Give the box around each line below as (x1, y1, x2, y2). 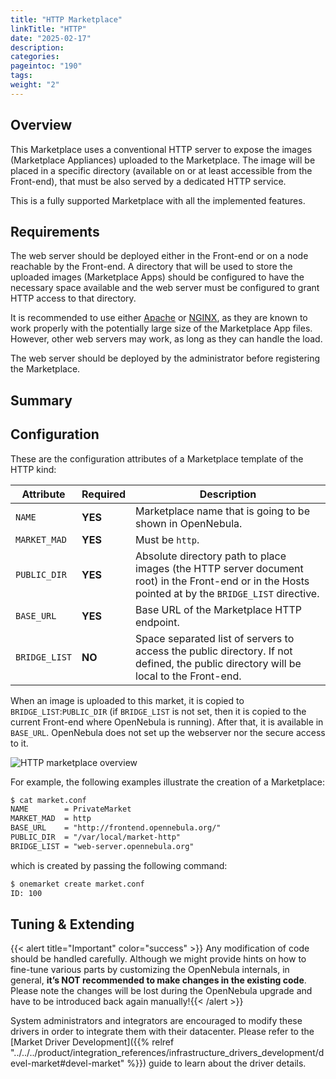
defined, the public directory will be (135, 656, 302, 670)
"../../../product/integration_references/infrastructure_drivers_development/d (10, 1047, 325, 1059)
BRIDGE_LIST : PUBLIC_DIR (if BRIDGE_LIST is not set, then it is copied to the (10, 705, 307, 717)
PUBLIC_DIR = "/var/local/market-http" (10, 832, 182, 843)
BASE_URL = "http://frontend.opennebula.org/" (10, 823, 222, 833)
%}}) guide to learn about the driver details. (126, 1057, 307, 1070)
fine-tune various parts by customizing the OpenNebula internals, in (10, 964, 290, 976)
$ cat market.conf (10, 795, 87, 805)
